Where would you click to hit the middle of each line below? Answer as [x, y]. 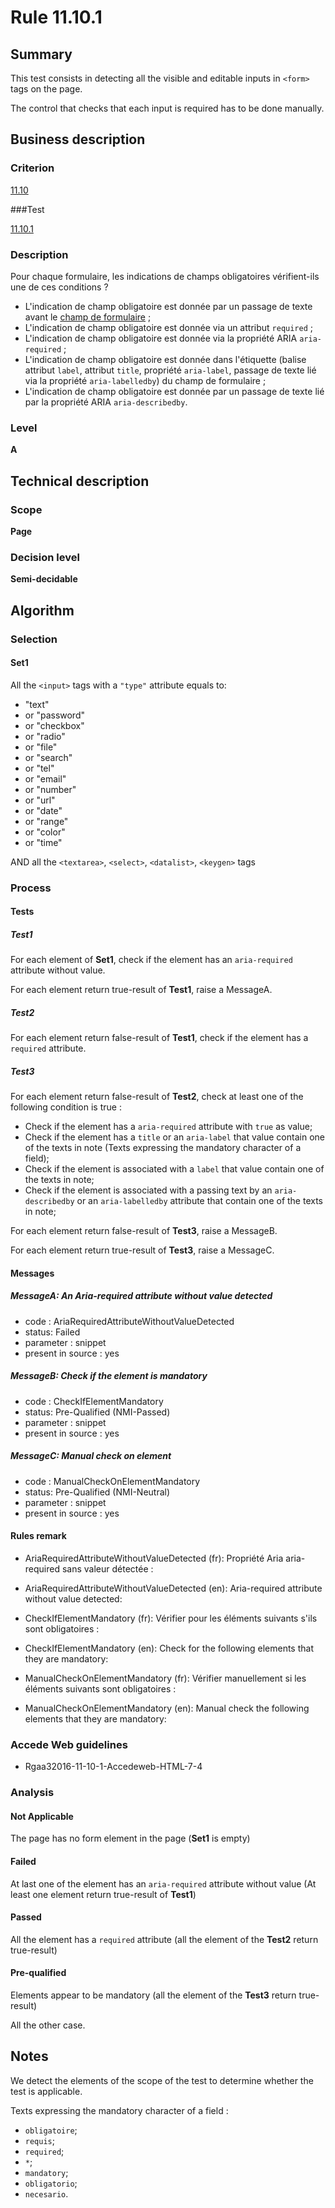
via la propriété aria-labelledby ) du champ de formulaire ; [145, 380]
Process [31, 888]
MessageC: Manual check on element [91, 1456]
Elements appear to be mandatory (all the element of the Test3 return [153, 1995]
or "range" [46, 821]
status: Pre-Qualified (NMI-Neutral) [97, 1492]
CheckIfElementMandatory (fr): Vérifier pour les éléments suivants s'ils [171, 1618]
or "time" [43, 842]
